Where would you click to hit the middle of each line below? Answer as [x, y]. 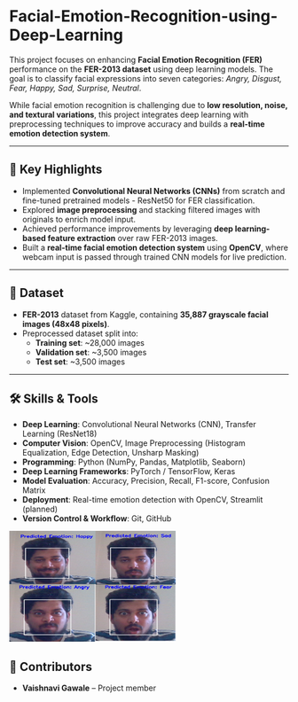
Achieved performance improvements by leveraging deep [127, 229]
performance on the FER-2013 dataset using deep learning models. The [141, 69]
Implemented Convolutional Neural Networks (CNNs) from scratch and [153, 191]
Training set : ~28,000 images [90, 342]
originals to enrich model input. [78, 219]
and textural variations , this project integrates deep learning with [129, 114]
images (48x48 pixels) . [66, 324]
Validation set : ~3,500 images [91, 352]
